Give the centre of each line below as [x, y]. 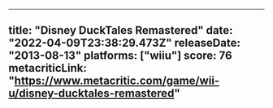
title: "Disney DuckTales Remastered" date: [121, 30]
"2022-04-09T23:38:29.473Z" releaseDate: [125, 43]
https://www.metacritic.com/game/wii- [117, 81]
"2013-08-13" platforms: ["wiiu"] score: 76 [121, 56]
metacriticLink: [48, 68]
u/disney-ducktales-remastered [91, 93]
